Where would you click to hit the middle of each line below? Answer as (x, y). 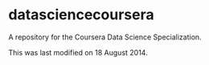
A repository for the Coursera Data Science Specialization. (105, 37)
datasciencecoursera (81, 15)
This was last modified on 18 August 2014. (78, 52)
